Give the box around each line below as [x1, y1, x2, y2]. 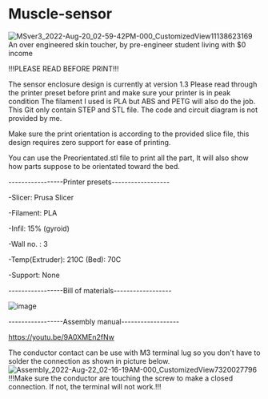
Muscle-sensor [8, 5, 113, 23]
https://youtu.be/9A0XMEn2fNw [8, 332, 114, 341]
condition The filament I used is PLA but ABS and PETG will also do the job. [8, 96, 256, 106]
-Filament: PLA [8, 208, 58, 217]
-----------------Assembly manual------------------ [8, 316, 180, 326]
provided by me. [8, 113, 62, 123]
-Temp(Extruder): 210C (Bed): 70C [8, 254, 122, 264]
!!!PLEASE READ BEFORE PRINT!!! [8, 63, 119, 73]
